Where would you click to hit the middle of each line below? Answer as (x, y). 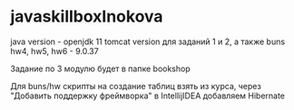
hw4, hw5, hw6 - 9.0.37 (54, 50)
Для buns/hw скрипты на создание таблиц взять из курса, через (136, 86)
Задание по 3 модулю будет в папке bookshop (100, 69)
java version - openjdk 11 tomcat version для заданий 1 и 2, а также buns (147, 41)
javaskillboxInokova (87, 17)
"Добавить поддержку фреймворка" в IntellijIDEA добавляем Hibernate (147, 96)
